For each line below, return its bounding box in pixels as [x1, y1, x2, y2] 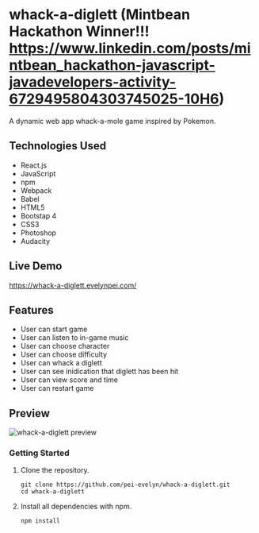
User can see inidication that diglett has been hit [20, 367, 179, 377]
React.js [20, 160, 48, 170]
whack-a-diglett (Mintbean [9, 6, 191, 24]
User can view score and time [20, 375, 118, 384]
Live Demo [9, 260, 63, 273]
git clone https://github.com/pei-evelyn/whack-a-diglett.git [20, 481, 230, 489]
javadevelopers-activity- [9, 73, 177, 91]
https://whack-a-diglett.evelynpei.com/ [9, 280, 137, 290]
